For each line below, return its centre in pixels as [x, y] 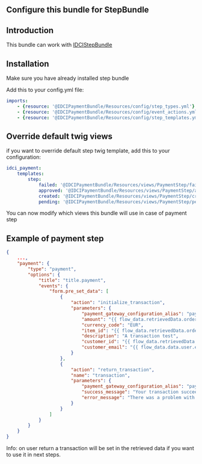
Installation [28, 63]
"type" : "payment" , [52, 269]
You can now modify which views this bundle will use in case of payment [97, 213]
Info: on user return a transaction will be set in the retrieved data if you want [100, 448]
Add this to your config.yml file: [45, 90]
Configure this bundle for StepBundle [78, 10]
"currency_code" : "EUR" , [113, 325]
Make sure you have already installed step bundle [68, 78]
